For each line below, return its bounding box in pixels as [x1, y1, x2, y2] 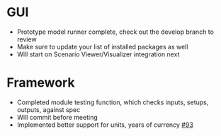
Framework [6, 75, 75, 91]
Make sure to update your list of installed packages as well [16, 42, 188, 51]
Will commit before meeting [16, 113, 98, 121]
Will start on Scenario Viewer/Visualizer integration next [16, 50, 180, 58]
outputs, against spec [16, 105, 81, 113]
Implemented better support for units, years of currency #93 [16, 120, 194, 129]
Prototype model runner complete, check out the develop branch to [16, 27, 214, 36]
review [16, 35, 37, 43]
